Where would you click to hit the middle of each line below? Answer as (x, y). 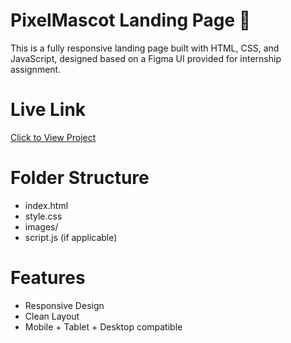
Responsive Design (64, 305)
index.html (46, 205)
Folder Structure (80, 178)
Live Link (48, 110)
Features (48, 278)
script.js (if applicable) (71, 237)
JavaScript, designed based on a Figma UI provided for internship (146, 58)
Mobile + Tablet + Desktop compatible (103, 326)
